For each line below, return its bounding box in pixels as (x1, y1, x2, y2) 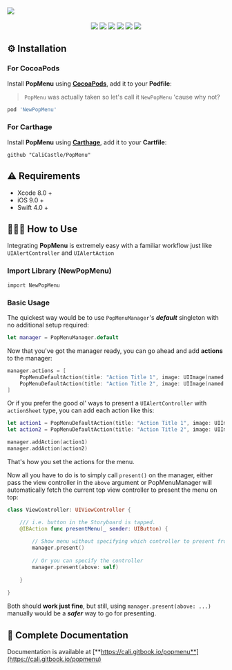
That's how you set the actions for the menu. (7, 457, 135, 466)
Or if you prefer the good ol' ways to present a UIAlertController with (7, 399, 207, 408)
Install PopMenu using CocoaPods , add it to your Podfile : (7, 79, 172, 88)
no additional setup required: (7, 321, 89, 329)
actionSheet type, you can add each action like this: (7, 406, 155, 414)
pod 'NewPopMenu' (7, 106, 57, 113)
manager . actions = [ (7, 367, 67, 374)
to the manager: (7, 354, 53, 362)
